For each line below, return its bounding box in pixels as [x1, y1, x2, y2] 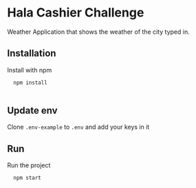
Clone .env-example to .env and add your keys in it [7, 123, 150, 132]
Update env [7, 105, 58, 116]
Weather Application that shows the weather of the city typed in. [7, 28, 190, 36]
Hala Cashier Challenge [7, 5, 144, 21]
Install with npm [7, 65, 52, 74]
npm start [13, 174, 41, 182]
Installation [7, 48, 56, 59]
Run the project [7, 161, 51, 169]
